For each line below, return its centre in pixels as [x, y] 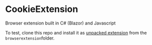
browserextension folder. [30, 38]
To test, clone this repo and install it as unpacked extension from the [76, 32]
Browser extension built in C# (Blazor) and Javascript [60, 23]
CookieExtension [42, 9]
